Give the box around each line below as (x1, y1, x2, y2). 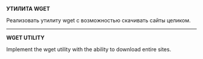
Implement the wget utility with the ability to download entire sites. (6, 46, 172, 53)
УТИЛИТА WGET (6, 5, 50, 12)
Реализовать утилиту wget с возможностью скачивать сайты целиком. (6, 17, 192, 23)
